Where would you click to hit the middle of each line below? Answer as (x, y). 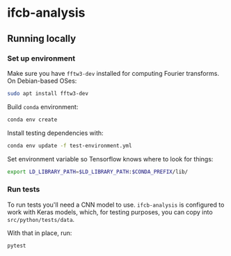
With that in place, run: (40, 233)
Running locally (42, 39)
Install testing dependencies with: (55, 133)
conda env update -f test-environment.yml (70, 145)
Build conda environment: (43, 106)
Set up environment (41, 58)
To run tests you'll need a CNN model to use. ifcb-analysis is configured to (116, 205)
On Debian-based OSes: (42, 81)
